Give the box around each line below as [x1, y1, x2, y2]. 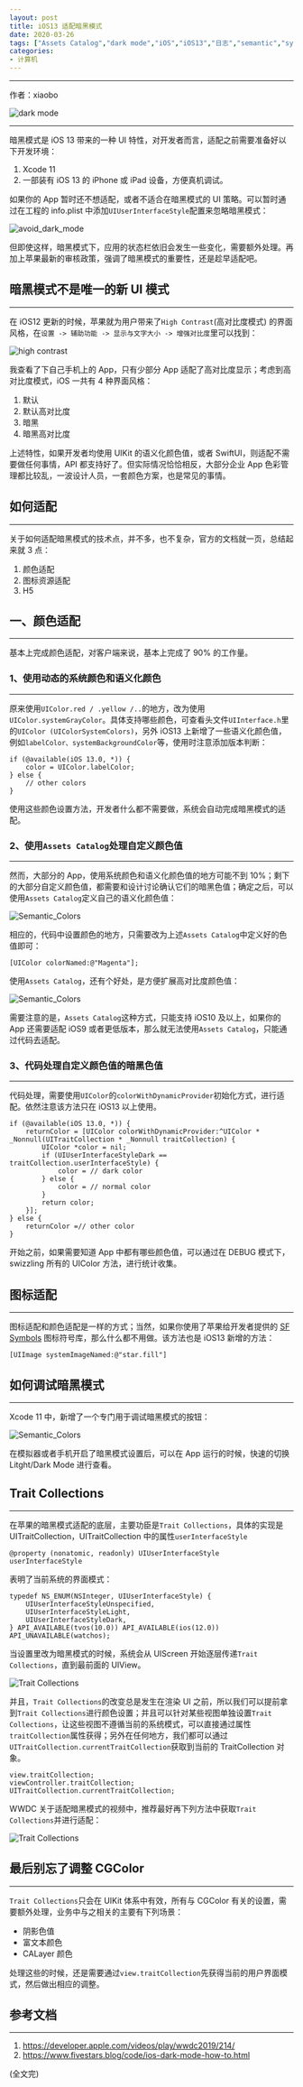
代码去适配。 [16, 1035, 65, 1046]
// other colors [25, 778, 87, 788]
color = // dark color [57, 1167, 143, 1176]
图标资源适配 [22, 575, 70, 586]
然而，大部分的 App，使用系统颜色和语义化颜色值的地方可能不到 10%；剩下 [9, 870, 290, 881]
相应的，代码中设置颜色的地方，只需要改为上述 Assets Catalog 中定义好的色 [9, 929, 288, 940]
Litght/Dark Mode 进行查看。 [9, 1459, 117, 1470]
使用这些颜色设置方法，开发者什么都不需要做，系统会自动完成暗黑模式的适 [9, 803, 286, 814]
